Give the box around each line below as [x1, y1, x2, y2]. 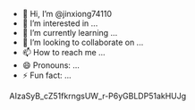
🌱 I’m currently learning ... [21, 28, 118, 38]
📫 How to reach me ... [21, 47, 106, 57]
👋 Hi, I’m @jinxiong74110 [21, 9, 112, 19]
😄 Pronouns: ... [21, 60, 81, 71]
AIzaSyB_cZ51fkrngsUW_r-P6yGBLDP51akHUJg [9, 90, 187, 101]
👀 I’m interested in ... [21, 18, 98, 29]
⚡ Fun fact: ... [21, 70, 72, 80]
